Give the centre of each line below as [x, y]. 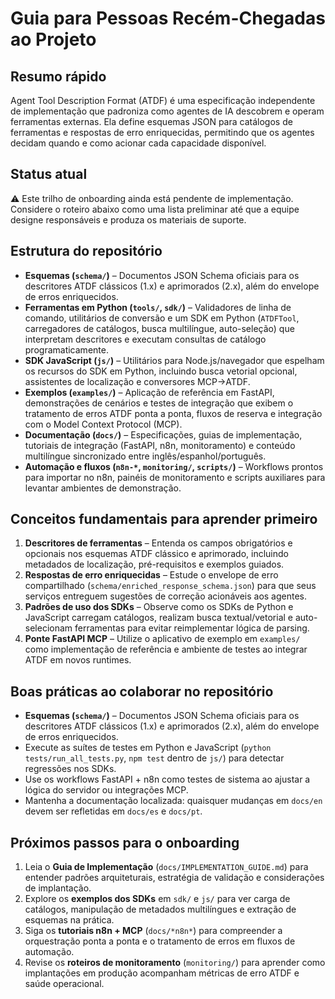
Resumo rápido [58, 76]
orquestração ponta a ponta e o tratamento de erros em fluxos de [160, 941]
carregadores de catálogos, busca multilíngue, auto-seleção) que [159, 328]
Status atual [49, 174]
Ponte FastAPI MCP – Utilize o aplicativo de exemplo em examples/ [162, 639]
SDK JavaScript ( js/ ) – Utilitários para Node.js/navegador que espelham [174, 360]
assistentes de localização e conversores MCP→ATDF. [137, 381]
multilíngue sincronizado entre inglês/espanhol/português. [145, 456]
